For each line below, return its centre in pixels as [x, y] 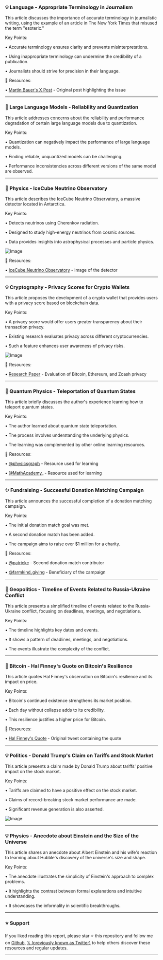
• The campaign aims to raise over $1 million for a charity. [63, 544]
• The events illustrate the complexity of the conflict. [57, 649]
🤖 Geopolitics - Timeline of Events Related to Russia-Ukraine [78, 589]
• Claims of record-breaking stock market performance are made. [71, 799]
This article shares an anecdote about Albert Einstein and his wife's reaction [81, 852]
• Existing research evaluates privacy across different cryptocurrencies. [77, 336]
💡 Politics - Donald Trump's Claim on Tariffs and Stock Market [79, 756]
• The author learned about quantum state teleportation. [61, 426]
